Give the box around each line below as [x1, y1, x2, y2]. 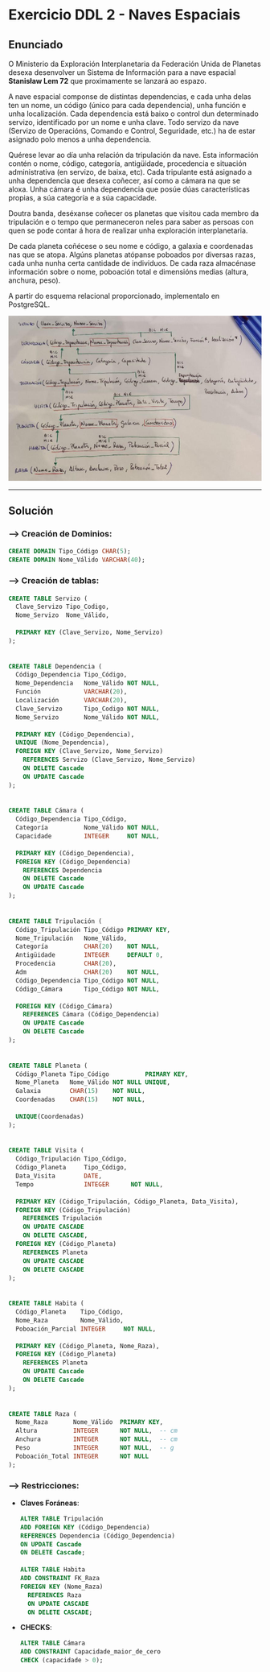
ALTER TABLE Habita [19, 1566, 86, 1574]
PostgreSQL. [8, 300, 51, 309]
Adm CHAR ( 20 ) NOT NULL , [15, 968, 160, 976]
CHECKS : [19, 1623, 52, 1633]
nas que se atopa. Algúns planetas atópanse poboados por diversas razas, [8, 250, 256, 259]
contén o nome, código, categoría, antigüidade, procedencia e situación [8, 159, 247, 168]
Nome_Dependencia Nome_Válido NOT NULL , [15, 679, 160, 688]
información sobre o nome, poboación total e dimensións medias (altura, [8, 267, 249, 276]
